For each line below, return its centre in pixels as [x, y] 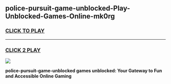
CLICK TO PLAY [25, 31]
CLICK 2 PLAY [23, 50]
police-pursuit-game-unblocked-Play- [68, 8]
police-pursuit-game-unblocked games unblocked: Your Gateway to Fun [84, 70]
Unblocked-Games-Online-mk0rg [60, 17]
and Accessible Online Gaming [38, 76]
